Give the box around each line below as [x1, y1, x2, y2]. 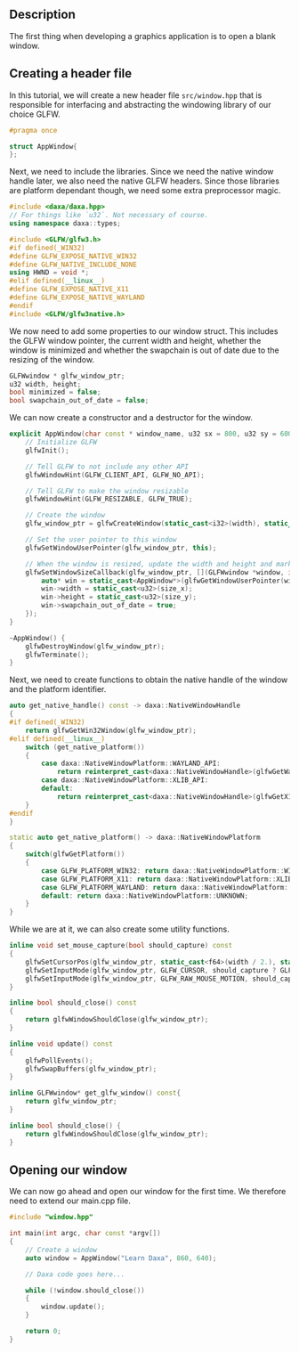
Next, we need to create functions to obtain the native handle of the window [9, 674, 288, 685]
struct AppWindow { [9, 142, 77, 151]
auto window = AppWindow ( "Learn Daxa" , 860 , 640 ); [25, 1253, 217, 1263]
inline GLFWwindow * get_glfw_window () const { [9, 1088, 181, 1098]
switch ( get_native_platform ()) [25, 743, 145, 752]
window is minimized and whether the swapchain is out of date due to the [9, 345, 280, 355]
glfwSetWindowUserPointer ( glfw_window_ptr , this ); [25, 543, 217, 552]
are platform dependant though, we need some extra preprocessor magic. [9, 185, 281, 196]
